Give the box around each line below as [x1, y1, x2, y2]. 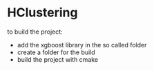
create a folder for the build [17, 48, 95, 56]
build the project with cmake [17, 55, 99, 63]
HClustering [7, 5, 78, 21]
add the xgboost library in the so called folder [17, 40, 147, 49]
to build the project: [7, 27, 64, 36]
